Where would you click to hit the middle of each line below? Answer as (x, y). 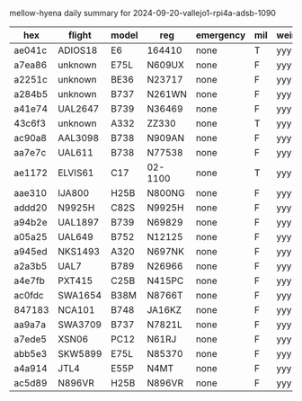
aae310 (31, 193)
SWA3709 (80, 325)
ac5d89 (31, 383)
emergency (221, 35)
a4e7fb (29, 281)
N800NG (166, 193)
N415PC (165, 281)
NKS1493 (79, 251)
